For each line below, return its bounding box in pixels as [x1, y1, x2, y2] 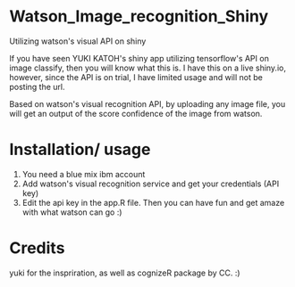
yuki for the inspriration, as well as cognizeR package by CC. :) [9, 267, 240, 278]
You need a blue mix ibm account [21, 168, 146, 179]
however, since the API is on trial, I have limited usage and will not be [9, 71, 264, 82]
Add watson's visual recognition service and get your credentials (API [21, 178, 280, 189]
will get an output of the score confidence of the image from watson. [9, 108, 263, 119]
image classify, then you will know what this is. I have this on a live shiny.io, [9, 62, 286, 73]
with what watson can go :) [21, 207, 122, 217]
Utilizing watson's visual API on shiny [9, 36, 147, 46]
